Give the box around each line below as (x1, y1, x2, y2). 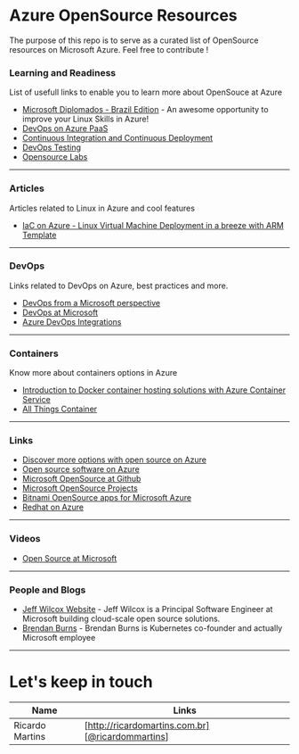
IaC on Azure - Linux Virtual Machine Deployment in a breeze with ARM (21, 220, 285, 230)
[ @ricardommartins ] (84, 730, 169, 742)
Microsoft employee (21, 633, 96, 643)
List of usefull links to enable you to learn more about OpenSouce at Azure (9, 87, 283, 98)
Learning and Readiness (9, 66, 117, 79)
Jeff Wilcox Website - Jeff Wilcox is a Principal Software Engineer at (21, 604, 273, 615)
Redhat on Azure (21, 501, 85, 513)
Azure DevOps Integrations (21, 316, 122, 327)
